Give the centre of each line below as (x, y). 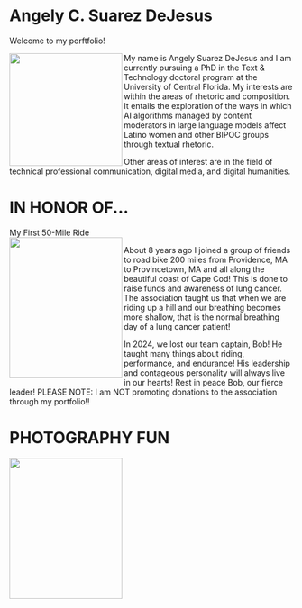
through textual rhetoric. (169, 144)
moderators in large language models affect (205, 125)
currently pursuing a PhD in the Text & (194, 68)
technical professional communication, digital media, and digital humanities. (150, 171)
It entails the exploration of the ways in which (208, 105)
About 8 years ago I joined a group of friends (207, 250)
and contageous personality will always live (205, 372)
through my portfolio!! (50, 401)
